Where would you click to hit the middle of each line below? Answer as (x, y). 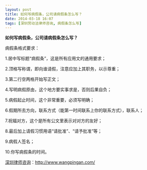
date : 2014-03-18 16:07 (29, 19)
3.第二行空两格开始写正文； (33, 79)
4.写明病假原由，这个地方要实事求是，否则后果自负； (58, 90)
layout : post (18, 10)
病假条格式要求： (22, 48)
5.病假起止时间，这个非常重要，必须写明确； (50, 100)
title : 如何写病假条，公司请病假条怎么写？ (44, 14)
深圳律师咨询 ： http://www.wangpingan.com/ (50, 162)
